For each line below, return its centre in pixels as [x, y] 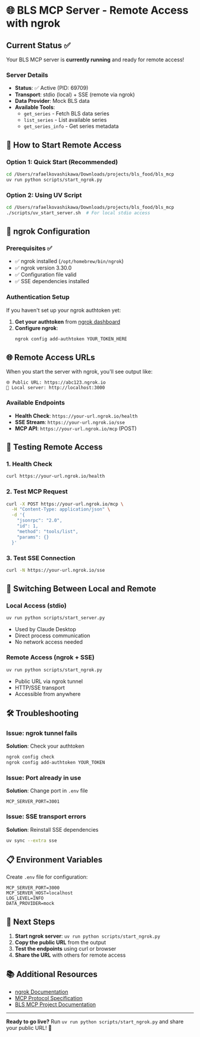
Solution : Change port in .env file [47, 791]
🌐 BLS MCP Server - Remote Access [97, 10]
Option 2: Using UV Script [44, 195]
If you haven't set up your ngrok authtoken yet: [63, 310]
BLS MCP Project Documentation [55, 1004]
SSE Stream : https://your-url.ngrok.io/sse [70, 422]
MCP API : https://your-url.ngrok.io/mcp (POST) [76, 428]
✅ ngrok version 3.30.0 [43, 268]
